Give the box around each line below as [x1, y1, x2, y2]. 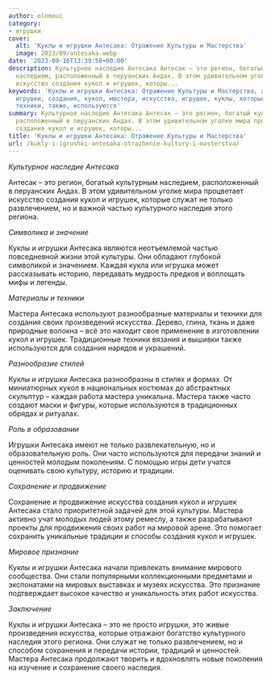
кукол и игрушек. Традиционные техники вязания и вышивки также [8, 334, 242, 344]
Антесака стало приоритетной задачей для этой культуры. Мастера [8, 506, 244, 515]
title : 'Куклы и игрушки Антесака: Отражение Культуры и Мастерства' [8, 132, 248, 140]
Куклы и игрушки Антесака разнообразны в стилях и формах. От [8, 374, 232, 384]
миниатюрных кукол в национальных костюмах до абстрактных [8, 383, 231, 392]
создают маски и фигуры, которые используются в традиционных [8, 400, 238, 409]
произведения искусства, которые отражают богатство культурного [8, 628, 246, 638]
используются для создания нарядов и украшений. [8, 342, 186, 352]
